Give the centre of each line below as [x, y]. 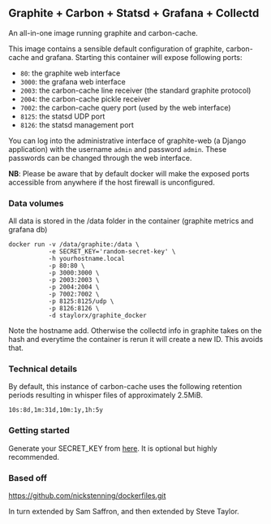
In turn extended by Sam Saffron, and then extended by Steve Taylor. [124, 511]
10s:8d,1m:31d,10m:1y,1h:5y [56, 410]
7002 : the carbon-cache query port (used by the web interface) [125, 107]
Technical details [43, 369]
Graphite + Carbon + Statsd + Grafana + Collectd [134, 13]
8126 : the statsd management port [77, 124]
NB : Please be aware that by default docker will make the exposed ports [129, 173]
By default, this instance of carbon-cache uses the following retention [125, 387]
